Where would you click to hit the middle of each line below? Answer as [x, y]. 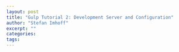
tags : [13, 39]
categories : [21, 34]
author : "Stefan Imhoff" [37, 23]
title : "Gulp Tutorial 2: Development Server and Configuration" [90, 17]
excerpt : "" [21, 28]
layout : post [23, 12]
